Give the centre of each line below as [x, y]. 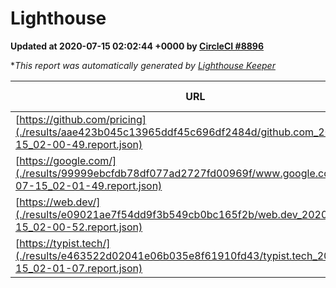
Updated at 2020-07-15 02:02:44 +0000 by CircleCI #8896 [137, 46]
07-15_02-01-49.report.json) [89, 185]
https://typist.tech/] [65, 243]
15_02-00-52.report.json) [79, 227]
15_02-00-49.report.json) [79, 144]
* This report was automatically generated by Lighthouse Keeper [143, 65]
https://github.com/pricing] [83, 119]
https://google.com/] [68, 160]
